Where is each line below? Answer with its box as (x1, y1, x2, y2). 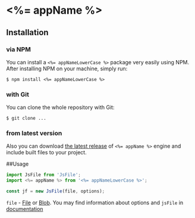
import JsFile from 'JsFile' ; (6, 172, 81, 178)
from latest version (6, 129, 62, 138)
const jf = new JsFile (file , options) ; (6, 188, 105, 194)
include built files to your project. (6, 149, 87, 156)
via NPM (6, 45, 31, 54)
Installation (6, 27, 49, 38)
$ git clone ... (6, 116, 46, 122)
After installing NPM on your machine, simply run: (6, 65, 128, 72)
